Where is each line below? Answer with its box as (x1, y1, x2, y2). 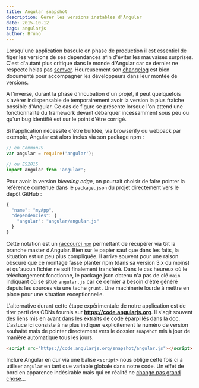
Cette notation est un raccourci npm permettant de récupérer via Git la (6, 240, 176, 247)
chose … (6, 375, 26, 382)
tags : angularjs (6, 25, 46, 32)
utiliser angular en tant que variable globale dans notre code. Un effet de (6, 362, 184, 370)
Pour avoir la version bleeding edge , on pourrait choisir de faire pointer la (6, 177, 185, 184)
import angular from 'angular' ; (6, 167, 86, 173)
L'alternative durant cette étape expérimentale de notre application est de (6, 302, 186, 309)
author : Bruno (6, 31, 42, 37)
